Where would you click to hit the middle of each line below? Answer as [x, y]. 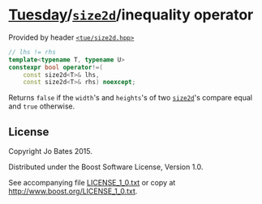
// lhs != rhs [32, 52]
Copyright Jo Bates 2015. [51, 151]
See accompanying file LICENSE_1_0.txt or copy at [92, 183]
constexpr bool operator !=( [56, 67]
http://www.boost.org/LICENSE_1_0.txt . [73, 191]
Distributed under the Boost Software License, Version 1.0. [106, 167]
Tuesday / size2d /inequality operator [131, 15]
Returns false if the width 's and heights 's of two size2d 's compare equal [131, 98]
